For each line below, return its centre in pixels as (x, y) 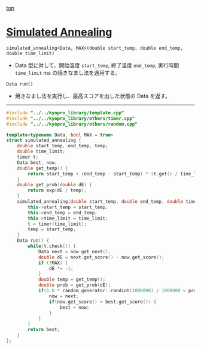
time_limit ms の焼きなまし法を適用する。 (68, 72)
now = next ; (64, 296)
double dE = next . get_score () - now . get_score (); (101, 257)
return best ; (44, 330)
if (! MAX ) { (53, 263)
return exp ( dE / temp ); (57, 190)
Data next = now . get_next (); (74, 251)
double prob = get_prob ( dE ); (74, 285)
